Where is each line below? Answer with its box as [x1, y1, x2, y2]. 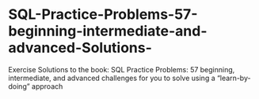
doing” [8, 81, 30, 91]
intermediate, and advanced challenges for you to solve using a [8, 73, 215, 82]
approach [31, 81, 63, 91]
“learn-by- [216, 73, 251, 82]
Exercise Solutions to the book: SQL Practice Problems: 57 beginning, [8, 64, 235, 74]
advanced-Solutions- [8, 39, 153, 57]
